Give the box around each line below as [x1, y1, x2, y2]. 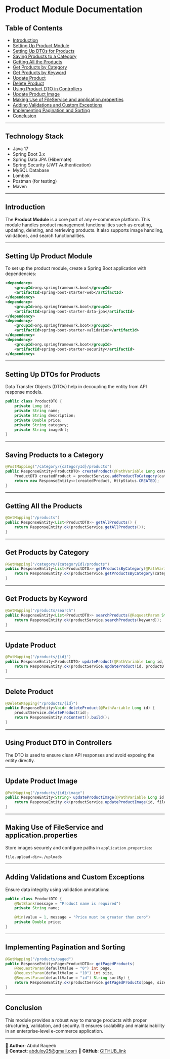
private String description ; [14, 413, 76, 418]
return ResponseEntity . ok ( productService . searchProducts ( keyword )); [14, 618, 162, 623]
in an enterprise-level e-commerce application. [5, 1028, 104, 1034]
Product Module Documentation [5, 4, 143, 15]
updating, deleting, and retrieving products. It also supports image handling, [5, 227, 163, 233]
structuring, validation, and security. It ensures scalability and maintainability [5, 1022, 165, 1029]
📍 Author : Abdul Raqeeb [5, 1042, 57, 1048]
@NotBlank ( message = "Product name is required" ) [14, 901, 121, 906]
